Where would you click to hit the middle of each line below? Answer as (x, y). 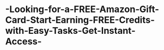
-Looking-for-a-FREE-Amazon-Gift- (82, 9)
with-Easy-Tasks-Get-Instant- (71, 31)
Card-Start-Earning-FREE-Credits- (80, 20)
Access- (24, 42)
